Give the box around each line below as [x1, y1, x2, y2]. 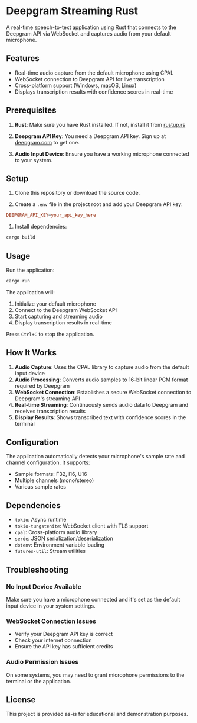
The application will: [6, 288, 55, 295]
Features [6, 53, 40, 63]
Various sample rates [14, 483, 67, 490]
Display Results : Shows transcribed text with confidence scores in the [14, 413, 186, 421]
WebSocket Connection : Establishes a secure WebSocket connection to [14, 388, 192, 396]
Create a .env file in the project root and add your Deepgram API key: [14, 201, 183, 208]
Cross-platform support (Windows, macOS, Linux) [14, 82, 137, 89]
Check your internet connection [14, 637, 92, 644]
